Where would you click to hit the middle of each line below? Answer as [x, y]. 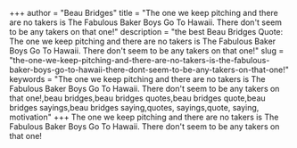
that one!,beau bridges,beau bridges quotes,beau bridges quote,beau [137, 98]
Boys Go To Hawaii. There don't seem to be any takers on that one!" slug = [147, 51]
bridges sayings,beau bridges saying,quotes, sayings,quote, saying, [134, 107]
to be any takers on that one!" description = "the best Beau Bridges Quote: [146, 32]
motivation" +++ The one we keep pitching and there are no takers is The [144, 117]
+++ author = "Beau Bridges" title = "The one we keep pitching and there [144, 13]
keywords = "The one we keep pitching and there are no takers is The [137, 79]
